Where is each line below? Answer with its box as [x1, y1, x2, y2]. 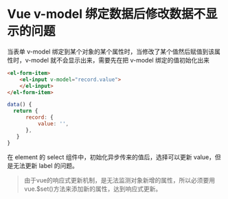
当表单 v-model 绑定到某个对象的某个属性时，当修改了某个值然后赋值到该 [7, 47, 215, 56]
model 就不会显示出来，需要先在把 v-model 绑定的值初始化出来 [30, 56, 209, 64]
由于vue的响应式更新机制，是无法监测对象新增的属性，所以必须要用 [23, 176, 216, 184]
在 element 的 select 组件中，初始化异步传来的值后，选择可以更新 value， [7, 152, 215, 161]
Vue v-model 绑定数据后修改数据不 [7, 6, 206, 22]
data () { [7, 101, 32, 108]
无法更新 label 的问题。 [12, 161, 79, 169]
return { [13, 108, 38, 115]
